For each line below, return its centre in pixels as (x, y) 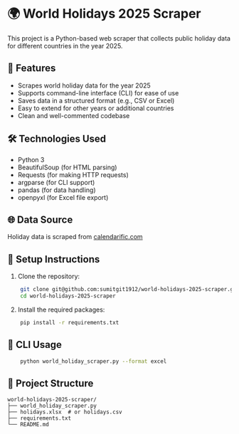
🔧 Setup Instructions (54, 259)
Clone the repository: (49, 276)
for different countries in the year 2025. (65, 46)
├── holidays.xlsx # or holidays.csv (65, 412)
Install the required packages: (61, 309)
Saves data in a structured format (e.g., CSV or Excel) (96, 100)
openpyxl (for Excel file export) (63, 197)
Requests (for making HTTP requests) (73, 174)
